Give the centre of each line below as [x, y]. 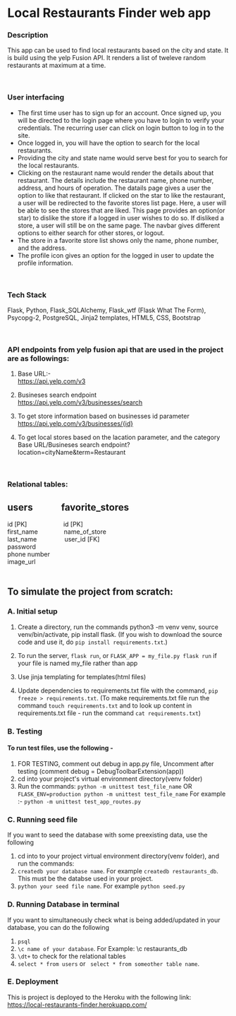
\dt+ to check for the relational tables [72, 956]
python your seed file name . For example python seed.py [101, 886]
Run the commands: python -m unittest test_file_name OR [105, 786]
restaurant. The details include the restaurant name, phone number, [116, 180]
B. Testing [25, 731]
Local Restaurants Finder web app [109, 13]
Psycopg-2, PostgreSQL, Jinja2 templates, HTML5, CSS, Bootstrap [104, 318]
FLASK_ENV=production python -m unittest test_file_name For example [122, 794]
